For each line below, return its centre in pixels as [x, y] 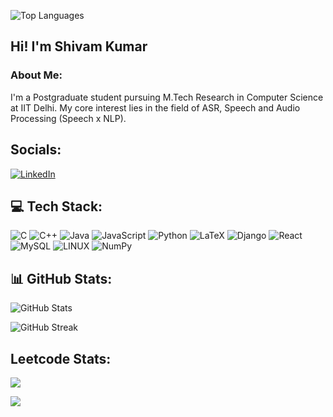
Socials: [36, 150]
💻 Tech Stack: [56, 206]
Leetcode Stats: [61, 358]
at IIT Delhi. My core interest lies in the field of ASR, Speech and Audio [155, 107]
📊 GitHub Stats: [61, 278]
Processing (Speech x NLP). [68, 118]
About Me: [36, 75]
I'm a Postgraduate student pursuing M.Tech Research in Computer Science [167, 97]
